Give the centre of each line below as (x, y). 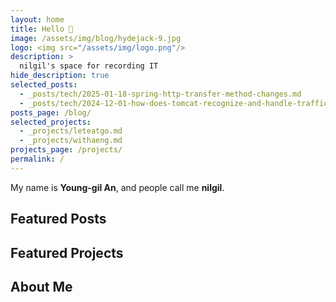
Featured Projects (67, 252)
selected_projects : (51, 122)
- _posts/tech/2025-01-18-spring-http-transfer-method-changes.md (160, 94)
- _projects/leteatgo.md (71, 131)
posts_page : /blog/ (51, 112)
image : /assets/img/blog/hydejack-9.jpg (96, 38)
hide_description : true (60, 76)
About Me (41, 286)
